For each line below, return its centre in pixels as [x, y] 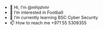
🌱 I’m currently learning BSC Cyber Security [54, 17]
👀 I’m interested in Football [36, 12]
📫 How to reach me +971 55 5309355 [48, 23]
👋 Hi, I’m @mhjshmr [30, 7]
